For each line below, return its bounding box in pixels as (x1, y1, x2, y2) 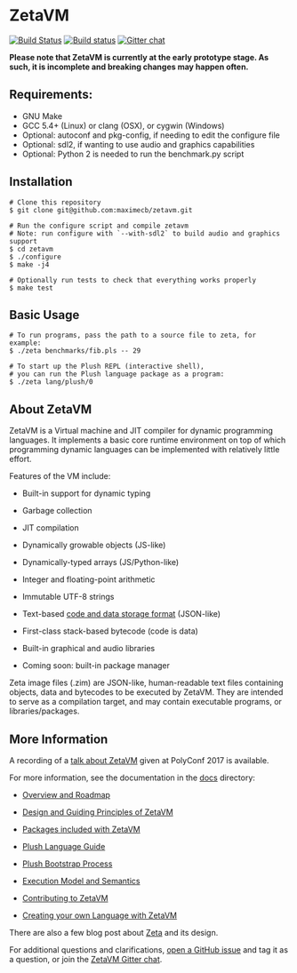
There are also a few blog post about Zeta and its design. (9, 928, 219, 937)
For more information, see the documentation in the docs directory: (9, 772, 256, 783)
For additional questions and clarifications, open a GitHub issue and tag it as (9, 945, 289, 955)
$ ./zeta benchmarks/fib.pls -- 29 (9, 347, 141, 355)
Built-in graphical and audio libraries (21, 643, 156, 654)
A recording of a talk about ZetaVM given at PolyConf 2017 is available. (9, 755, 269, 765)
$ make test (9, 283, 53, 292)
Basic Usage (9, 307, 80, 323)
